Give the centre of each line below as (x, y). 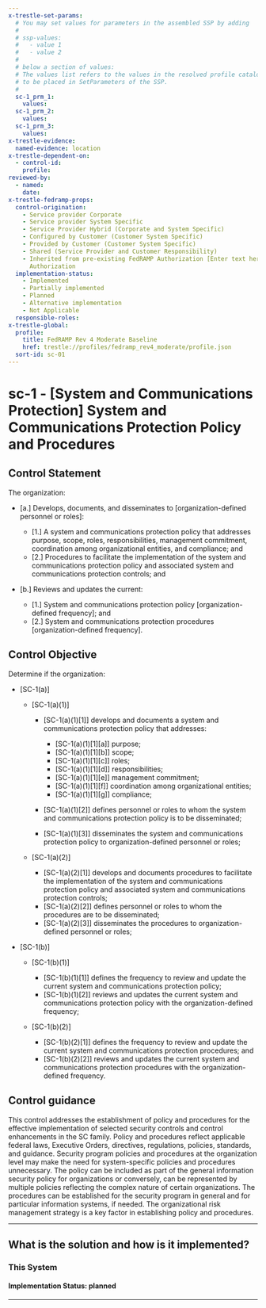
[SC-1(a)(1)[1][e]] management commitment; (127, 777)
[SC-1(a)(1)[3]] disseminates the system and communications (143, 833)
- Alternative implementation (72, 303)
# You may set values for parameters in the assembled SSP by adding (132, 23)
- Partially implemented (63, 289)
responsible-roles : (47, 318)
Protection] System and (87, 411)
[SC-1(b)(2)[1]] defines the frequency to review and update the (145, 1042)
